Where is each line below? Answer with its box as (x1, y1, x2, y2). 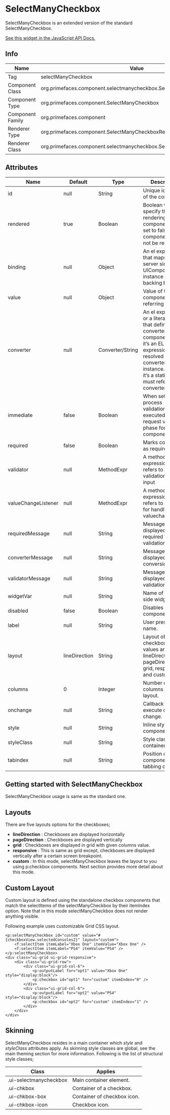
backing (143, 279, 162, 286)
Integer (98, 686, 115, 693)
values (143, 646, 159, 653)
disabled (8, 607, 28, 614)
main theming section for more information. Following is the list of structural (5, 1050, 163, 1056)
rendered (8, 220, 30, 227)
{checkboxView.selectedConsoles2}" (5, 937, 80, 942)
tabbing (143, 763, 161, 770)
